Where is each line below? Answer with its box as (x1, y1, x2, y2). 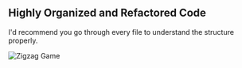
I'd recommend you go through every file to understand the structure (8, 27, 235, 36)
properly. (8, 36, 38, 45)
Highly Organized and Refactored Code (8, 6, 207, 20)
